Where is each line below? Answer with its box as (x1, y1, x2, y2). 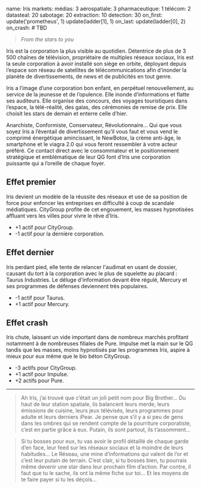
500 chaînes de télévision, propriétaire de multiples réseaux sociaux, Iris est (6, 54, 194, 61)
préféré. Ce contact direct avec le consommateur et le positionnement (6, 147, 179, 154)
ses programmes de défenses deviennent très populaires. (6, 282, 148, 289)
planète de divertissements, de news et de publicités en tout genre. (6, 73, 172, 80)
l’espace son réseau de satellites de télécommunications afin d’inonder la (6, 67, 187, 74)
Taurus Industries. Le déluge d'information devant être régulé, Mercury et (6, 276, 187, 283)
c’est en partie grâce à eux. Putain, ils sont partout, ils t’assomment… (20, 426, 191, 433)
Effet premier (6, 177, 57, 188)
